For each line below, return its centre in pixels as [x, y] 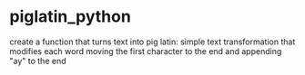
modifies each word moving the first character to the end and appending [146, 51]
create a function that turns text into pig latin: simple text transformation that [152, 42]
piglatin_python [71, 17]
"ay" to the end [38, 61]
